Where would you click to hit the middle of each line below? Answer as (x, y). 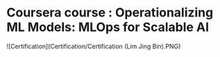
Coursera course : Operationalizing (110, 13)
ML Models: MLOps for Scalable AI (108, 27)
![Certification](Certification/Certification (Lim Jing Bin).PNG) (94, 46)
